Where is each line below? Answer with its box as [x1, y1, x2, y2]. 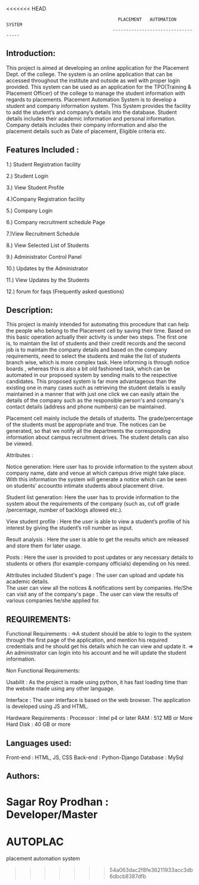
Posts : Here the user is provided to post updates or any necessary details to [6, 554, 194, 561]
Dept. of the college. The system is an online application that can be [6, 70, 173, 78]
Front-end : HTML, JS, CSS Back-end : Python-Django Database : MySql [6, 754, 184, 761]
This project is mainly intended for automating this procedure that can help [6, 321, 189, 328]
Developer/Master [6, 807, 98, 821]
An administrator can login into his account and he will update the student [6, 649, 187, 657]
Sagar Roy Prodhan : [6, 795, 109, 809]
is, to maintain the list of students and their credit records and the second [6, 340, 186, 347]
